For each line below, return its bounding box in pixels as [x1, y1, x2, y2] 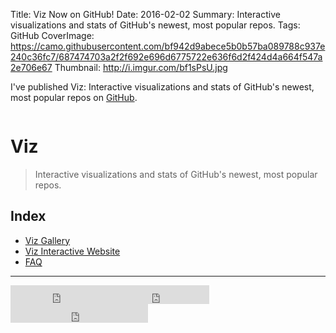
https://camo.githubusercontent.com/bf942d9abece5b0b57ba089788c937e [10, 40, 326, 52]
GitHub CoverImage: [10, 30, 95, 41]
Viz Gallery [24, 234, 71, 246]
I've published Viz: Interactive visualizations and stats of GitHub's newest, [10, 81, 315, 93]
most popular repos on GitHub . [10, 92, 138, 103]
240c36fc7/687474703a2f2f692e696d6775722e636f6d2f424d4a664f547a [10, 51, 323, 63]
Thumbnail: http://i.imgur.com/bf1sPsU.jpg [54, 62, 228, 73]
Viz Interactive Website [24, 245, 121, 257]
